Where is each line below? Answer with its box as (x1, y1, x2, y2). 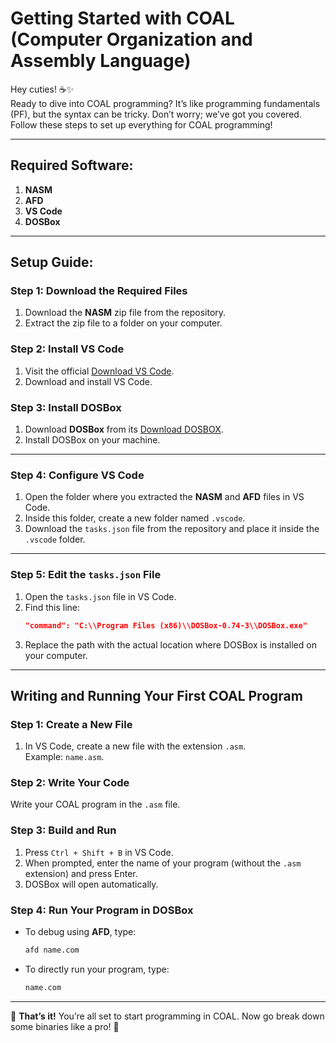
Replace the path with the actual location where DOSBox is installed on (24, 638, 317, 651)
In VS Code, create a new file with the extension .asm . (24, 740, 247, 752)
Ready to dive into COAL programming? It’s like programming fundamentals (10, 97, 321, 109)
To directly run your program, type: (24, 963, 170, 975)
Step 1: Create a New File (10, 717, 133, 731)
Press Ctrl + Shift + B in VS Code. (24, 846, 174, 858)
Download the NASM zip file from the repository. (24, 307, 227, 319)
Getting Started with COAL (10, 7, 235, 30)
